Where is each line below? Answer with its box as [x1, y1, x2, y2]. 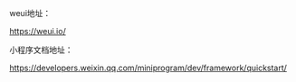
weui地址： [9, 8, 52, 18]
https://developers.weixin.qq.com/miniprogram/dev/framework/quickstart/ [9, 62, 288, 73]
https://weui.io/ [9, 26, 66, 36]
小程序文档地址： [9, 44, 73, 55]
